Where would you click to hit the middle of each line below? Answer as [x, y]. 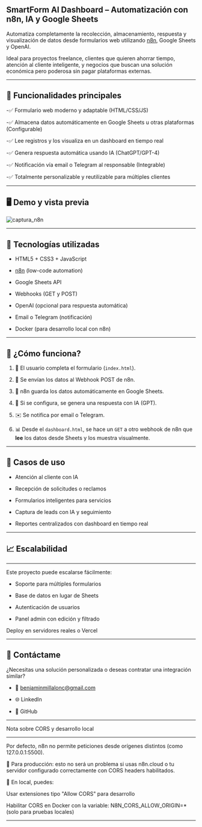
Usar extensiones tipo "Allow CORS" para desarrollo [71, 793]
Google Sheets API [38, 282]
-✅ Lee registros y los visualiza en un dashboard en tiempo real [85, 140]
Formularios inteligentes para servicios [63, 500]
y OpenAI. [19, 46]
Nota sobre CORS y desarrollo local [50, 728]
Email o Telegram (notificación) [54, 317]
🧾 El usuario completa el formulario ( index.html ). [75, 368]
